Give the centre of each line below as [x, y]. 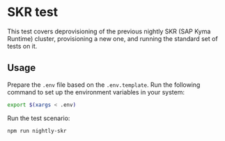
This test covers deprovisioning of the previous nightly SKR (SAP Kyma [109, 31]
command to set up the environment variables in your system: [96, 92]
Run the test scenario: [39, 118]
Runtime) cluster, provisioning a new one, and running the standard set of [113, 38]
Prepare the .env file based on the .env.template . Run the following [104, 85]
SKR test [33, 12]
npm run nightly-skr [37, 131]
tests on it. [22, 46]
